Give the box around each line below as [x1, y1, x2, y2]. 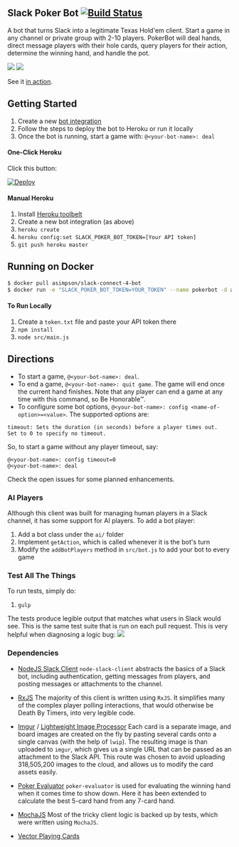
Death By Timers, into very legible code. [17, 708, 136, 717]
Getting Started [7, 98, 78, 110]
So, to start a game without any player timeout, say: [7, 442, 159, 451]
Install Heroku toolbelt [17, 210, 83, 219]
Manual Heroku [7, 194, 54, 203]
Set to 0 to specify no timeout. [7, 430, 107, 437]
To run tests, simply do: [7, 586, 76, 595]
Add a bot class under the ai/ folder [17, 530, 124, 538]
